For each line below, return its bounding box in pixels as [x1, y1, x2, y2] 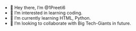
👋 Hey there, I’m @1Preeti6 [10, 5, 65, 10]
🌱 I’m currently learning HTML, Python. [10, 15, 91, 21]
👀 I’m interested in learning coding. [10, 10, 83, 16]
